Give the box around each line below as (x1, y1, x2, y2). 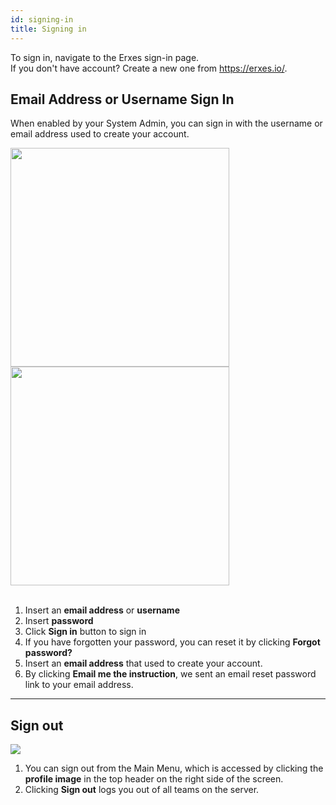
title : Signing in (10, 24, 87, 34)
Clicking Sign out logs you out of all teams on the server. (24, 784, 260, 796)
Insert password (24, 615, 94, 627)
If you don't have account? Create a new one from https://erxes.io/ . (10, 62, 288, 74)
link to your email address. (24, 679, 134, 691)
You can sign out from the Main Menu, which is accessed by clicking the (24, 762, 324, 775)
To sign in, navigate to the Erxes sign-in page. (10, 51, 200, 63)
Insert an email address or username (24, 604, 180, 616)
